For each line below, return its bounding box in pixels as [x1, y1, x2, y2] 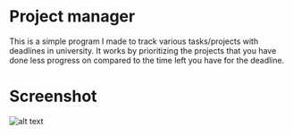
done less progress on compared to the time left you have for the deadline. [9, 55, 285, 65]
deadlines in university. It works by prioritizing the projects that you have [9, 45, 277, 55]
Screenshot [9, 87, 97, 106]
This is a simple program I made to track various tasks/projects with [9, 36, 259, 46]
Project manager [9, 6, 136, 27]
